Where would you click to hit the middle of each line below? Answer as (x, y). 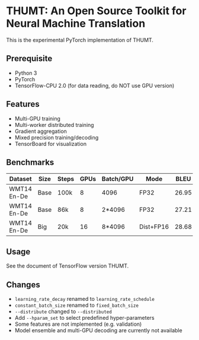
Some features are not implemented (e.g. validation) (78, 324)
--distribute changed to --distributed (63, 312)
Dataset (20, 179)
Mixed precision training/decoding (57, 137)
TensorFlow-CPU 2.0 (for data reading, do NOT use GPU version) (94, 85)
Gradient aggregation (41, 131)
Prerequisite (29, 58)
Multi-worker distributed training (54, 125)
